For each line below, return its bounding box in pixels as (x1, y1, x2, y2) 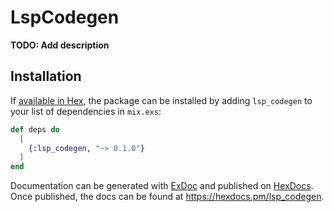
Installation (10, 68, 82, 85)
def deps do (10, 124, 60, 135)
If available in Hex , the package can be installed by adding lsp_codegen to (10, 94, 313, 106)
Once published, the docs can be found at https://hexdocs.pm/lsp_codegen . (10, 191, 325, 203)
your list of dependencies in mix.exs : (10, 105, 162, 117)
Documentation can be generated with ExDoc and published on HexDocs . (10, 180, 314, 192)
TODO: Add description (10, 39, 110, 51)
